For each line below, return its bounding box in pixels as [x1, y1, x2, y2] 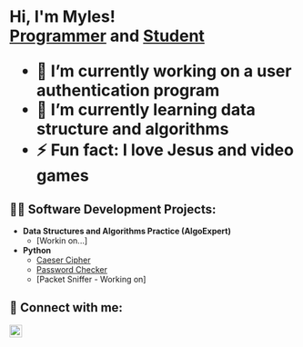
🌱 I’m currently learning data [35, 100, 257, 120]
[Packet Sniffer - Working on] [35, 274, 146, 284]
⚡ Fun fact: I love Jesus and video [35, 140, 294, 161]
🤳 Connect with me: [9, 300, 123, 315]
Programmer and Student [9, 25, 205, 46]
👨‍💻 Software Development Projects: [9, 202, 217, 217]
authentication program [35, 80, 220, 101]
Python [22, 245, 52, 255]
